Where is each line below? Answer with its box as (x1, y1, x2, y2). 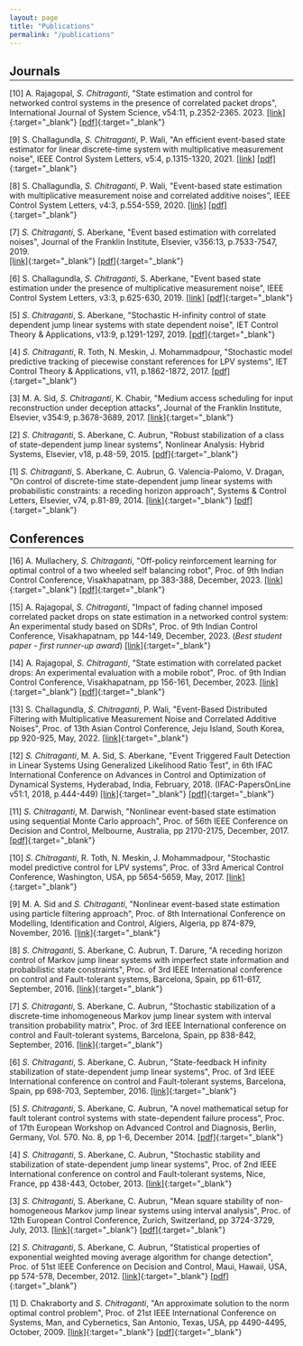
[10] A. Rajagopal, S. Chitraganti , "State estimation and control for (9, 88, 253, 99)
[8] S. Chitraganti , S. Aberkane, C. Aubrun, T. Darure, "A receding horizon (9, 945, 283, 956)
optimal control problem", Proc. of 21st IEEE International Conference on (9, 1307, 277, 1318)
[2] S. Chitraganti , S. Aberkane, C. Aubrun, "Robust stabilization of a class (9, 430, 285, 441)
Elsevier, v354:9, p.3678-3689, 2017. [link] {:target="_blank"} (9, 412, 234, 423)
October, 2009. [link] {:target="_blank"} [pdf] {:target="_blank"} (9, 1327, 243, 1337)
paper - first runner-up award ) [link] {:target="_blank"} (9, 640, 212, 650)
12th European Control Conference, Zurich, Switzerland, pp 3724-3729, (9, 1215, 275, 1225)
